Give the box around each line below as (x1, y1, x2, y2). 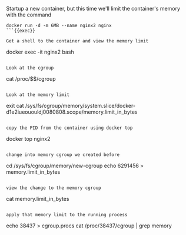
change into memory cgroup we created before (6, 152, 119, 158)
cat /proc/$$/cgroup (6, 75, 56, 82)
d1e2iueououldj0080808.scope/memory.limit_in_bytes (6, 108, 138, 115)
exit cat (6, 102, 24, 109)
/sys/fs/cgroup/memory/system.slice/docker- (25, 102, 136, 109)
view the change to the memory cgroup (6, 185, 101, 191)
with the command (6, 11, 52, 18)
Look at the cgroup (6, 65, 54, 71)
